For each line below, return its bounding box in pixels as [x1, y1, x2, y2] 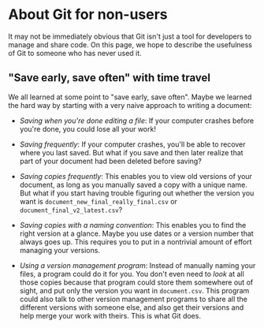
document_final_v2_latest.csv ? [19, 205, 123, 214]
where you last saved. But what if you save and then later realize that [19, 147, 244, 157]
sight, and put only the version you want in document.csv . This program [19, 285, 250, 295]
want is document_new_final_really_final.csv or [19, 196, 177, 206]
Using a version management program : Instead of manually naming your [19, 260, 256, 270]
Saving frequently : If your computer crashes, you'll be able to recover [19, 140, 246, 149]
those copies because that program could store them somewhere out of [19, 278, 254, 287]
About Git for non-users [8, 6, 168, 24]
